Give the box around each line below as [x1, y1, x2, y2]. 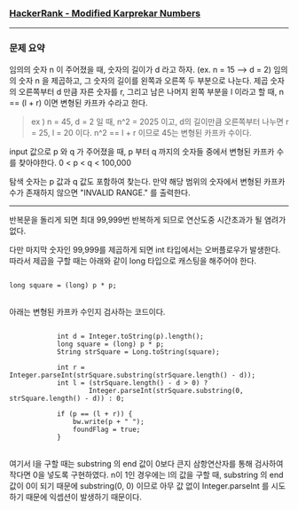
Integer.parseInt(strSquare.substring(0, [88, 386, 244, 395]
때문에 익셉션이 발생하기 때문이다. [25, 491, 142, 502]
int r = [56, 363, 86, 372]
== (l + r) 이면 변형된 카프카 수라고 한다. [9, 97, 148, 108]
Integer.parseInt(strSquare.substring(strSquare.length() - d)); [9, 371, 255, 380]
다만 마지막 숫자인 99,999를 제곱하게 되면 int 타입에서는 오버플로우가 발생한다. [9, 244, 281, 255]
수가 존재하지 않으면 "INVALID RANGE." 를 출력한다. [9, 187, 191, 198]
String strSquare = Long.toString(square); [56, 347, 220, 357]
